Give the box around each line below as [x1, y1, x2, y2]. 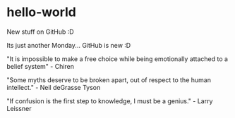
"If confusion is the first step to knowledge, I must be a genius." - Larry [6, 96, 213, 105]
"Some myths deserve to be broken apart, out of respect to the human [6, 75, 211, 84]
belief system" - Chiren [6, 62, 75, 70]
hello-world [6, 4, 77, 20]
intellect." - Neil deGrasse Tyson [6, 83, 101, 91]
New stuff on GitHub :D [6, 27, 75, 36]
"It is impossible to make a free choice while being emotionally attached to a [6, 54, 229, 63]
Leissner [6, 104, 32, 112]
